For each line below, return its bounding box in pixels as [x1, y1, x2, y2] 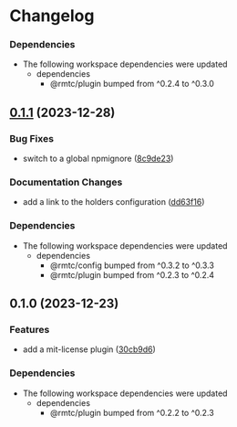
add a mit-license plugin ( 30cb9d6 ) [22, 344, 157, 355]
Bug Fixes [9, 132, 55, 144]
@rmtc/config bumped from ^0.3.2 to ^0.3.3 [49, 260, 214, 271]
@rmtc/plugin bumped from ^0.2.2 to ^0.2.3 [49, 407, 214, 418]
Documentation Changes [9, 176, 123, 188]
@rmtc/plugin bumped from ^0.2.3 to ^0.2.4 [49, 269, 215, 280]
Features [9, 324, 50, 336]
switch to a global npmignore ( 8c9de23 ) [22, 153, 174, 165]
